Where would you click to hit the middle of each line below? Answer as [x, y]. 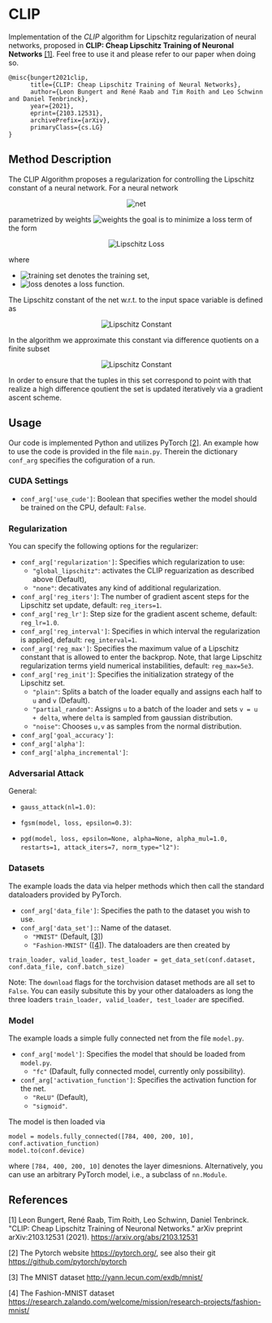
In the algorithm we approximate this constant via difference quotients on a [134, 340]
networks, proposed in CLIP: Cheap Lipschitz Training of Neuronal [121, 45]
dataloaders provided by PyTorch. [65, 894]
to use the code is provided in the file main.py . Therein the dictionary [123, 451]
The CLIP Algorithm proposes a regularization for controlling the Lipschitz [132, 179]
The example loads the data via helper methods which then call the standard [136, 886]
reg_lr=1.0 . [39, 623]
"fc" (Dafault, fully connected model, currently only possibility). [139, 1071]
